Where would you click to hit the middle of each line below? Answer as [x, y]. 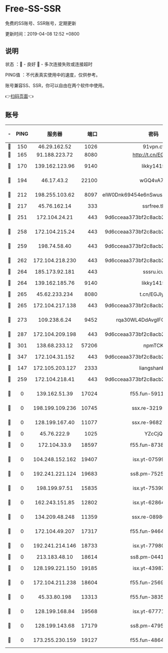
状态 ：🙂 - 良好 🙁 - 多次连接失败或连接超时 [49, 64]
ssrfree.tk [153, 206]
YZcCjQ [153, 433]
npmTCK [153, 345]
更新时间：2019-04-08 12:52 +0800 [42, 34]
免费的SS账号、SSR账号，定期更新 [41, 23]
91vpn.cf [153, 147]
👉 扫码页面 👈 [19, 96]
